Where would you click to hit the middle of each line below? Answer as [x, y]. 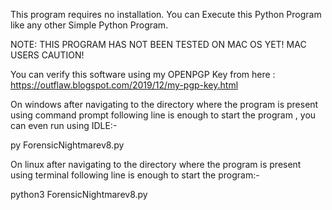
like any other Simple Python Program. [89, 25]
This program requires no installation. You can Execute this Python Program [166, 14]
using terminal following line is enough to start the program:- [135, 175]
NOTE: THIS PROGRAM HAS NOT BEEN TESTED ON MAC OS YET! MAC [158, 44]
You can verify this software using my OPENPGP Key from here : [143, 74]
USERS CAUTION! [47, 55]
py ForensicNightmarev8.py [67, 145]
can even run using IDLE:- [64, 125]
